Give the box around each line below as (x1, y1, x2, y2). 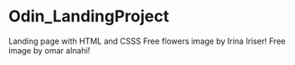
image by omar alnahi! (8, 45, 91, 55)
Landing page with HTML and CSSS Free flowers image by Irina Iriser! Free (8, 36, 286, 46)
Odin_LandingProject (8, 6, 170, 27)
